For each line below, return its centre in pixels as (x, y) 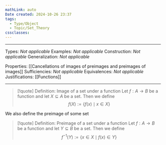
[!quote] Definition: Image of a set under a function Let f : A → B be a (87, 91)
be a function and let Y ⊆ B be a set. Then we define (71, 128)
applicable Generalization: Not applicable (47, 57)
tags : (11, 19)
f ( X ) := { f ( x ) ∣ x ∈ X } (89, 104)
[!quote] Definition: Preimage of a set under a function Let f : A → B (86, 123)
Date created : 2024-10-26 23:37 (38, 14)
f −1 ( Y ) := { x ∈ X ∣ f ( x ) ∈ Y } (89, 137)
